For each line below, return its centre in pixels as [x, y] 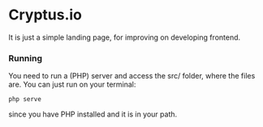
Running [26, 58]
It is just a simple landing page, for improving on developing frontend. [125, 37]
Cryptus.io [45, 15]
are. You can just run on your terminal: [72, 85]
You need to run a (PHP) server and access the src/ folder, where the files [132, 76]
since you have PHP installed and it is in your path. [93, 114]
